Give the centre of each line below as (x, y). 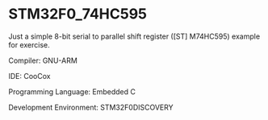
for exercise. (29, 44)
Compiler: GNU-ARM (43, 60)
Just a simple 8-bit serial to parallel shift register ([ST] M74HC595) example (134, 36)
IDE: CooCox (29, 76)
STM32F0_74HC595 (78, 14)
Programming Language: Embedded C (72, 91)
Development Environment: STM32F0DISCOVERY (91, 107)
